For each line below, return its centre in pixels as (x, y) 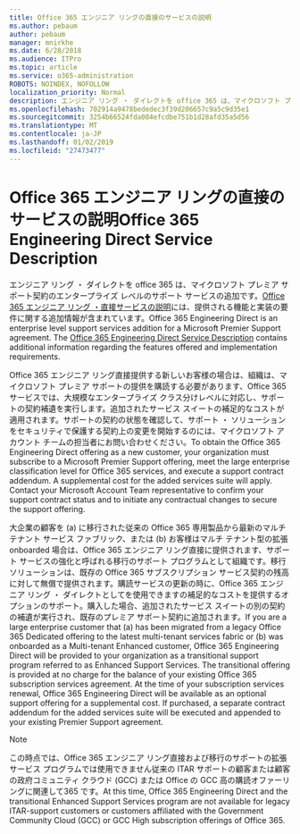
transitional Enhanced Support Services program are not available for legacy (150, 801)
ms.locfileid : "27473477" (57, 150)
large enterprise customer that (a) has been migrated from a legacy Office (146, 627)
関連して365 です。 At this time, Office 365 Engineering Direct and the (160, 791)
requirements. (35, 356)
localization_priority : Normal (67, 92)
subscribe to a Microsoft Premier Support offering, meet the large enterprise (150, 461)
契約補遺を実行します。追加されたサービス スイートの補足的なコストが (154, 409)
